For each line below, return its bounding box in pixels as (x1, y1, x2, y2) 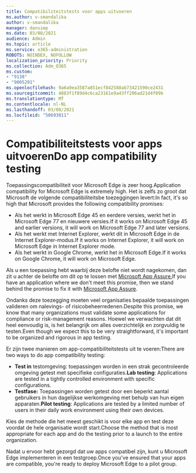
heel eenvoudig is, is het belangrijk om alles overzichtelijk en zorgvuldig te (6, 322, 185, 329)
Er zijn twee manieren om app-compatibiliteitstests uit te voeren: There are (6, 345, 185, 352)
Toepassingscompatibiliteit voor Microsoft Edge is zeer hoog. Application (6, 182, 181, 189)
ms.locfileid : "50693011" (6, 112, 69, 118)
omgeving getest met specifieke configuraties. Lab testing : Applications (14, 369, 188, 376)
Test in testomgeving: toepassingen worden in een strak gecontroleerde (14, 363, 189, 370)
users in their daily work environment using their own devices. (14, 407, 165, 414)
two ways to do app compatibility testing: (6, 352, 105, 359)
